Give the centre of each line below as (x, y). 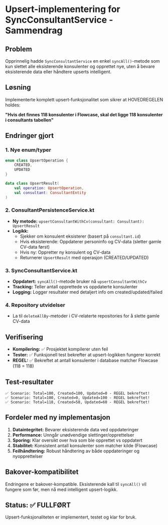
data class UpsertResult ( (32, 184)
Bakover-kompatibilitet (42, 472)
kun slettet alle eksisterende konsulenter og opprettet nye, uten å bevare (80, 66)
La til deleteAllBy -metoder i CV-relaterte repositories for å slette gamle (86, 316)
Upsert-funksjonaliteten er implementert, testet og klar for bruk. (71, 517)
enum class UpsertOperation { (37, 160)
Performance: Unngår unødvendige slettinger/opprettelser (73, 435)
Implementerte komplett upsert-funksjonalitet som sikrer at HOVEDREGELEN (84, 99)
